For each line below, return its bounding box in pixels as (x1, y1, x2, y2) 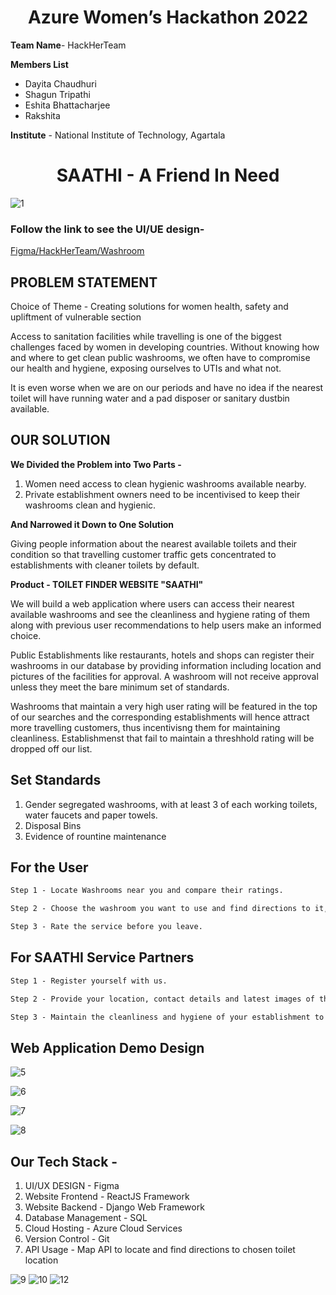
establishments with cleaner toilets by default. (10, 559, 200, 571)
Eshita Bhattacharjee (24, 99, 111, 111)
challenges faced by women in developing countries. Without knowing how (10, 341, 320, 353)
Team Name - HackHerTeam (10, 39, 127, 51)
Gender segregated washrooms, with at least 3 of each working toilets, (24, 798, 318, 810)
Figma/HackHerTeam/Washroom (10, 245, 145, 257)
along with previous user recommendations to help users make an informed (10, 619, 322, 631)
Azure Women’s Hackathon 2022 (27, 6, 309, 29)
